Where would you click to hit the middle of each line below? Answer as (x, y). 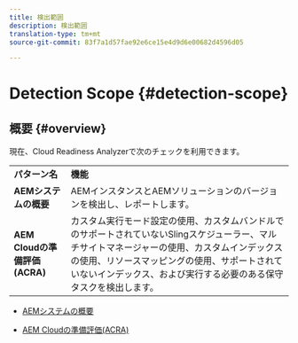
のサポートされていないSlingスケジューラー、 (165, 234)
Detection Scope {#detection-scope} (149, 94)
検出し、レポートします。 (141, 205)
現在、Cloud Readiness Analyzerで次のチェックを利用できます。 (127, 152)
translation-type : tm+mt (55, 34)
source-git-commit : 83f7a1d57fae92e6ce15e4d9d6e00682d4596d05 (126, 42)
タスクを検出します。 (115, 287)
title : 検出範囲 (36, 17)
